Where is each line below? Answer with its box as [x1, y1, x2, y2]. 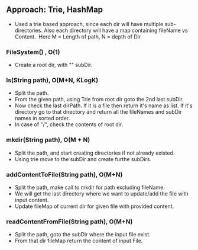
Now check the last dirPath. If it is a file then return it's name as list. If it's [14, 102, 193, 109]
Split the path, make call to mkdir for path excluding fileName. [14, 184, 165, 191]
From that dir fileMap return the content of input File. [14, 237, 143, 245]
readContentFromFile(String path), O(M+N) [6, 217, 133, 226]
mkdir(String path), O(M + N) [6, 136, 90, 144]
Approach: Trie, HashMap [6, 5, 103, 15]
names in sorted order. [14, 115, 70, 122]
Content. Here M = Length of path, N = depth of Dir [14, 33, 141, 40]
